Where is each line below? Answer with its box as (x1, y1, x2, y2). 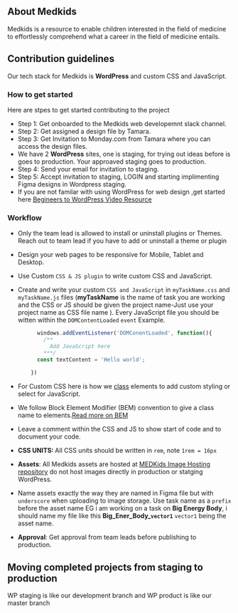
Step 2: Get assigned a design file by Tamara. (17, 127, 151, 135)
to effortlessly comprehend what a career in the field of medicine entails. (7, 32, 220, 41)
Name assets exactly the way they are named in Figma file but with (17, 489, 214, 498)
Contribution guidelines (7, 53, 115, 65)
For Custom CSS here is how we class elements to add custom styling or (17, 382, 231, 391)
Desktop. (17, 258, 45, 266)
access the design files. (17, 142, 87, 150)
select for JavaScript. (17, 389, 81, 398)
